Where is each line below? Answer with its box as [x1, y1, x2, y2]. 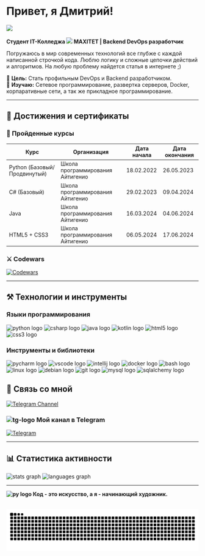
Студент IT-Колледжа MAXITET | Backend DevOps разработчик [6, 38, 184, 45]
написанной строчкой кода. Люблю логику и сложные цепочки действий [6, 56, 198, 64]
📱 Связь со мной [6, 384, 73, 395]
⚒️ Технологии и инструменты [6, 292, 127, 302]
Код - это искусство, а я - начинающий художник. [32, 490, 168, 497]
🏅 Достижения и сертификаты [6, 111, 129, 122]
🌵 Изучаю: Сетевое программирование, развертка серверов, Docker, [6, 81, 190, 88]
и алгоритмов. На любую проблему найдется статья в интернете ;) [6, 62, 182, 70]
